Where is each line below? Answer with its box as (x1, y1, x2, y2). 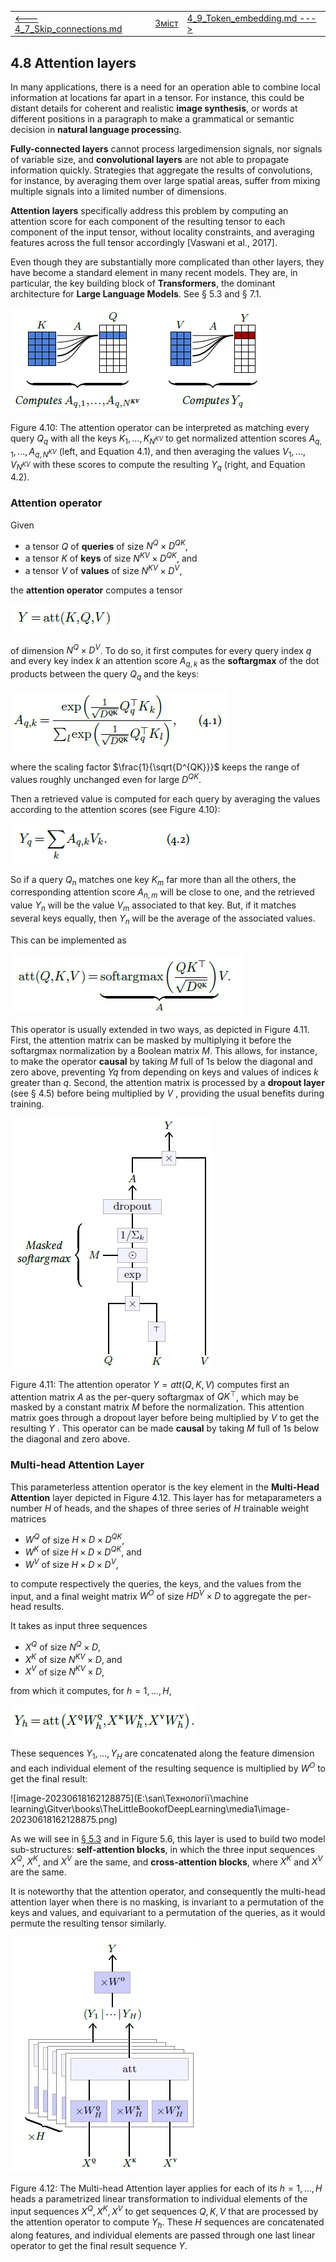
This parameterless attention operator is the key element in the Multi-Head (10, 1481, 320, 1493)
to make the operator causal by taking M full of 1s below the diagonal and (10, 1055, 313, 1067)
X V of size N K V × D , (24, 1664, 105, 1678)
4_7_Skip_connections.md (14, 22, 123, 35)
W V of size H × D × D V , (24, 1557, 119, 1570)
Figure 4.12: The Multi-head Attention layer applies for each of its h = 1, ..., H (10, 2182, 323, 2195)
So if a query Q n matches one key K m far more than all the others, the (10, 873, 297, 888)
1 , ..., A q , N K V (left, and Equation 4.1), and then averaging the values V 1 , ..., (10, 445, 306, 460)
